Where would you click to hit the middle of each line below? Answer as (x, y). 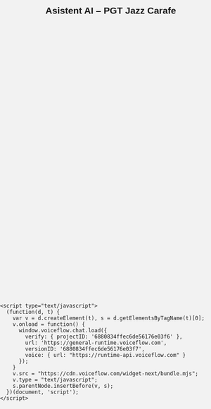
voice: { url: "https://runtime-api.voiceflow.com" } (105, 355)
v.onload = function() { (49, 324)
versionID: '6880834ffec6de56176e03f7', (85, 349)
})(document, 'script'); (42, 392)
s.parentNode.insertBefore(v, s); (63, 386)
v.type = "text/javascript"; (55, 379)
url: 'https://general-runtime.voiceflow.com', (96, 343)
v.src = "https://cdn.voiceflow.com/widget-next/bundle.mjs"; (105, 373)
